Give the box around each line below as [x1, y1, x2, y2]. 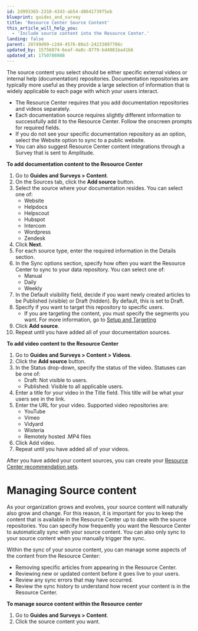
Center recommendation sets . [6, 463, 79, 470]
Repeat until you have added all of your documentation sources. [15, 328, 171, 336]
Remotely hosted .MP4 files [24, 433, 91, 440]
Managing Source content [6, 484, 137, 497]
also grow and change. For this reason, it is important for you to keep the [6, 510, 183, 517]
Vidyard [24, 420, 44, 428]
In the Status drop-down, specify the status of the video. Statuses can [15, 364, 186, 371]
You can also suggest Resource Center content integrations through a [15, 143, 185, 150]
